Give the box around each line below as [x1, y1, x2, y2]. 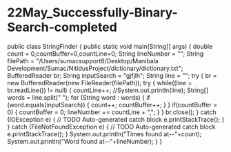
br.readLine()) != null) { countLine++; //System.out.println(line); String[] [7, 86, 209, 94]
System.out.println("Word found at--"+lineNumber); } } [7, 137, 163, 145]
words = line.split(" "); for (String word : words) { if [7, 93, 150, 101]
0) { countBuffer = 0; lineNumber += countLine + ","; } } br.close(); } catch [7, 108, 217, 116]
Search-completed [7, 19, 117, 35]
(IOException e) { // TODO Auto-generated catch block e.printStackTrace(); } [7, 115, 225, 123]
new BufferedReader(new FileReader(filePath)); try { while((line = [7, 78, 192, 87]
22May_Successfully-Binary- [7, 5, 178, 21]
